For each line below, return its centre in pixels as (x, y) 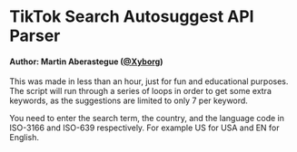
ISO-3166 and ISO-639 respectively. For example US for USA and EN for (144, 128)
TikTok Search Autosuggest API (132, 17)
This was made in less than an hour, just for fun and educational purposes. (149, 81)
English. (24, 138)
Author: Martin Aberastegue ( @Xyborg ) (86, 62)
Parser (35, 36)
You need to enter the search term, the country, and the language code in (147, 119)
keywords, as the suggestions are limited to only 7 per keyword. (129, 100)
